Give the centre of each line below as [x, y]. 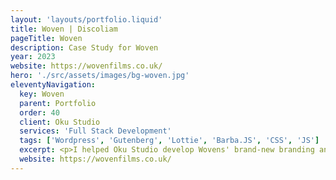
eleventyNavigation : [53, 85]
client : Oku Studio [60, 122]
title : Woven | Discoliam [64, 29]
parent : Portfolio [58, 103]
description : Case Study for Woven [84, 47]
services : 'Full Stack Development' [95, 131]
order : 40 [39, 112]
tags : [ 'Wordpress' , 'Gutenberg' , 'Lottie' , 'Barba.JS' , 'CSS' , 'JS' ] [169, 141]
